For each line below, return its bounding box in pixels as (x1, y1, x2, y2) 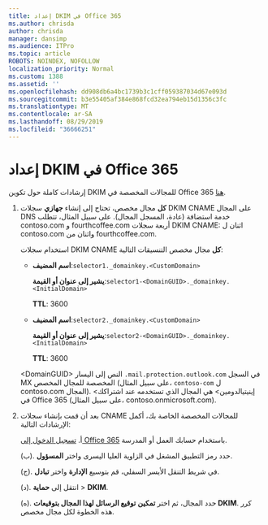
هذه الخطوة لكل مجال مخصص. (19, 506, 115, 516)
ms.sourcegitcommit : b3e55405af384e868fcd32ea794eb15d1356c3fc (8, 95, 227, 103)
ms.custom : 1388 (8, 72, 63, 80)
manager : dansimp (8, 34, 67, 43)
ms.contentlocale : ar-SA (8, 111, 93, 119)
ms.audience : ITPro (8, 42, 75, 50)
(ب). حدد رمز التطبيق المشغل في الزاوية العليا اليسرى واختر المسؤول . (19, 450, 233, 460)
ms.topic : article (8, 50, 71, 58)
